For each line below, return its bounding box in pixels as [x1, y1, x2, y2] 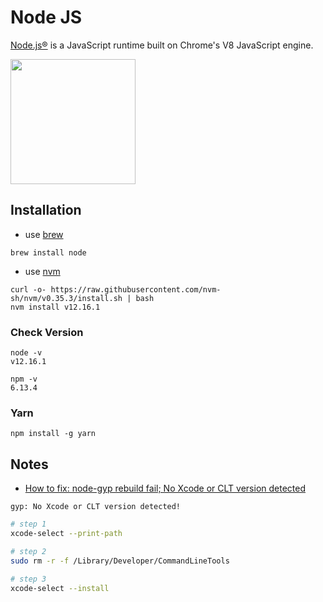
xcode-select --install [10, 583, 110, 593]
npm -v [10, 374, 38, 385]
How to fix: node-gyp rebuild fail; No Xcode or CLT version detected [24, 482, 307, 495]
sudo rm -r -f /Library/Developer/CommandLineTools [10, 556, 230, 566]
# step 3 [10, 574, 47, 584]
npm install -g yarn [10, 429, 97, 439]
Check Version [10, 325, 84, 339]
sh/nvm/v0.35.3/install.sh [10, 293, 123, 303]
